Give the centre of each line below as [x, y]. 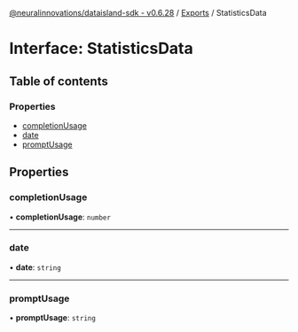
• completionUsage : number [60, 217]
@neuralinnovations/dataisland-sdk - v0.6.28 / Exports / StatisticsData [138, 13]
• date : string [35, 267]
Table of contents [59, 81]
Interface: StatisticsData [101, 49]
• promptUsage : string [52, 318]
